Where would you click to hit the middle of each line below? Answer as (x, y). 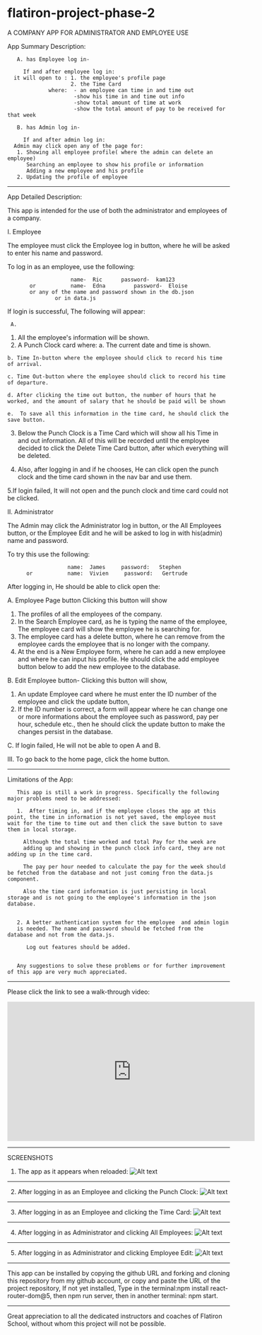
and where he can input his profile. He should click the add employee (118, 659)
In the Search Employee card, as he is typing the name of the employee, (122, 621)
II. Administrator (31, 512)
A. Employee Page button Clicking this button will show (87, 600)
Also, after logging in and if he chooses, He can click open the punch (118, 469)
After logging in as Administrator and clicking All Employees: (105, 1232)
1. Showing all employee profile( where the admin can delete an (115, 152)
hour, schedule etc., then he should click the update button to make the (121, 724)
